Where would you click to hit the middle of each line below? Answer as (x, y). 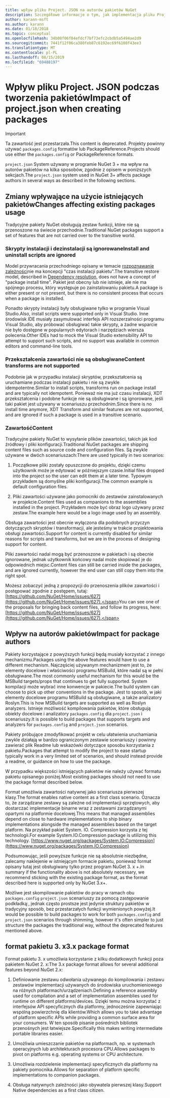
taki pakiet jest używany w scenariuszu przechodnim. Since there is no (78, 404)
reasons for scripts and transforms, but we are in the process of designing (83, 539)
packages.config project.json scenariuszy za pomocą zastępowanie (77, 898)
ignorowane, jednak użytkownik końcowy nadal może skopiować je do (78, 559)
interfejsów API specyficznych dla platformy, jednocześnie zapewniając (87, 1006)
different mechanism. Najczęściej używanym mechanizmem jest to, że (78, 665)
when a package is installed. (35, 299)
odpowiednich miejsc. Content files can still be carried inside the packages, (83, 565)
